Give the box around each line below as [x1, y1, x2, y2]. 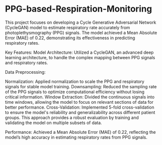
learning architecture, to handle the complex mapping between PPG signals [5, 54, 156, 60]
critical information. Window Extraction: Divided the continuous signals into [5, 94, 155, 100]
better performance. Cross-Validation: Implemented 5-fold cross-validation [5, 104, 155, 110]
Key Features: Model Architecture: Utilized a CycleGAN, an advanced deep [5, 49, 154, 55]
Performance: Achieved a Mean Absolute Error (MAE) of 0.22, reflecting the [5, 129, 156, 135]
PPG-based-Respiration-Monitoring [5, 3, 152, 15]
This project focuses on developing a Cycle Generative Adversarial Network [5, 19, 156, 25]
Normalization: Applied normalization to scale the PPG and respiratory [5, 79, 145, 84]
